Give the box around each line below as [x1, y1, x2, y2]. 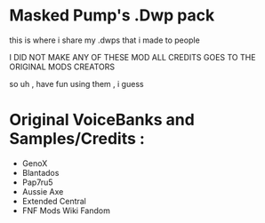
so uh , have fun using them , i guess [9, 78, 144, 89]
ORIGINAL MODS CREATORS [9, 61, 116, 72]
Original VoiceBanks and [9, 110, 196, 130]
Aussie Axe [21, 186, 64, 196]
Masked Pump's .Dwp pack [9, 5, 215, 26]
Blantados [21, 167, 60, 178]
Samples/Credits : [9, 129, 145, 149]
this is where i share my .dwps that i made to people [9, 35, 200, 45]
